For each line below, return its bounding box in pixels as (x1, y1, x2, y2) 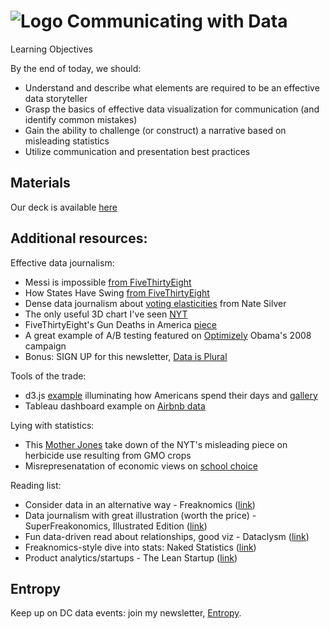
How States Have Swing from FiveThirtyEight (24, 286, 210, 299)
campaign (24, 340, 67, 352)
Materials (10, 175, 71, 192)
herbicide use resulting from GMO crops (24, 449, 192, 461)
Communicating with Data (66, 10, 288, 33)
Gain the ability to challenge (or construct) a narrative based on (24, 124, 287, 136)
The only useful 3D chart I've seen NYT (24, 308, 188, 320)
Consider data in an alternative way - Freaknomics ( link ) (24, 498, 256, 510)
